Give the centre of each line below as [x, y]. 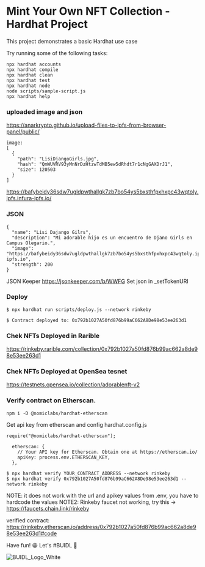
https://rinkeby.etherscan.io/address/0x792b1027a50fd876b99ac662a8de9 [101, 527]
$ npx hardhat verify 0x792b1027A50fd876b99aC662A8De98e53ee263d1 [92, 479]
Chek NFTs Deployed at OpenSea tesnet [67, 372]
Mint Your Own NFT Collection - [88, 11]
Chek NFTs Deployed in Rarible [53, 336]
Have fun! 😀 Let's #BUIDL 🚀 [42, 545]
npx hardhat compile [33, 69]
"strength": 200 [32, 265]
